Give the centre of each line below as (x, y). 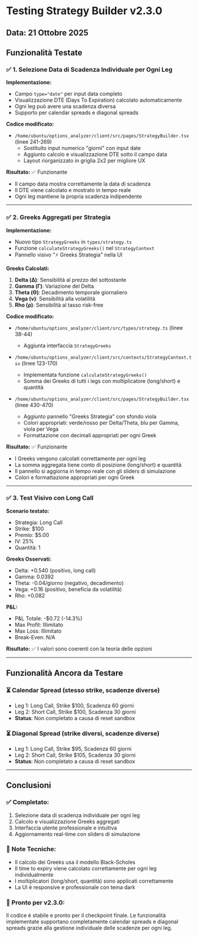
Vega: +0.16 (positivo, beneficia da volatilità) (68, 589)
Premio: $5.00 (32, 535)
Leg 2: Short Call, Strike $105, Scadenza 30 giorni (75, 755)
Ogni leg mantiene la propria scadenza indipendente (78, 197)
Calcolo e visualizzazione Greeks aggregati (67, 821)
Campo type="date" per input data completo (68, 94)
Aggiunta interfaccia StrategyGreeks (67, 345)
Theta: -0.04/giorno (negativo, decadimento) (69, 583)
